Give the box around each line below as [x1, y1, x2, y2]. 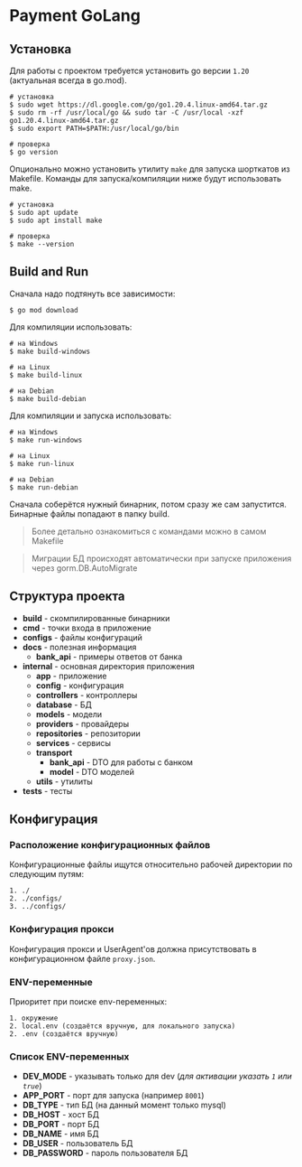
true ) [22, 1080, 42, 1091]
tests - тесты [22, 785, 73, 796]
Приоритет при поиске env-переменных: [9, 995, 168, 1007]
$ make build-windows [9, 347, 91, 356]
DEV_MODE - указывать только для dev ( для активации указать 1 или [22, 1071, 293, 1082]
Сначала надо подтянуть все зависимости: [9, 288, 176, 299]
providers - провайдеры [35, 718, 129, 729]
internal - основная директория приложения [22, 660, 196, 671]
